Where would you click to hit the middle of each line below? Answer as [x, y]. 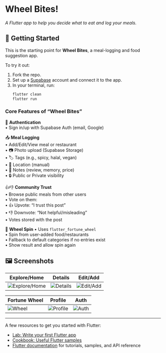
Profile [58, 300]
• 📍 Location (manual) [27, 165]
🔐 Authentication [23, 122]
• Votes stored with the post [34, 220]
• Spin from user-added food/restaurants [47, 234]
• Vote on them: [21, 199]
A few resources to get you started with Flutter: [53, 325]
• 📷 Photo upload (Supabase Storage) [44, 150]
